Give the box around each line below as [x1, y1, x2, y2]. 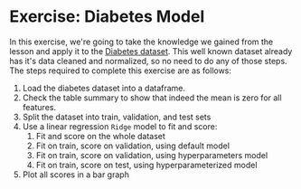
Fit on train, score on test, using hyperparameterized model [35, 159, 258, 170]
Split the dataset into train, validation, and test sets [22, 111, 212, 122]
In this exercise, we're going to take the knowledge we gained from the [9, 36, 274, 47]
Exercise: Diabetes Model [9, 6, 205, 27]
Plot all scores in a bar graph [22, 169, 129, 180]
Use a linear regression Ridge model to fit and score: [22, 120, 218, 132]
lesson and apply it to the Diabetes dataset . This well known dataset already [9, 45, 293, 56]
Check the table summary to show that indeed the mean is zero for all [22, 92, 282, 103]
